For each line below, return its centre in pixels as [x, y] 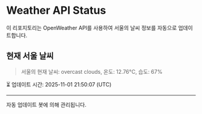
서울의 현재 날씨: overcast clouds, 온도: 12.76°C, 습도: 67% [92, 71]
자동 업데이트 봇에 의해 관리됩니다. [46, 104]
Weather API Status [56, 10]
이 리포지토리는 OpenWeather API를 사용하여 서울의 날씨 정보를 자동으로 [92, 28]
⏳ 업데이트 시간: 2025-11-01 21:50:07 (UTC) [59, 84]
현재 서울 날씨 [30, 56]
